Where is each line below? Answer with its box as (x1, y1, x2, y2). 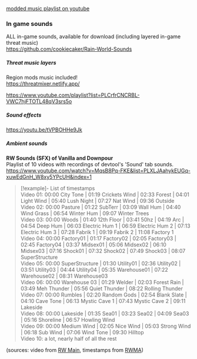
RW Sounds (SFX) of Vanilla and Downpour (6, 154, 113, 162)
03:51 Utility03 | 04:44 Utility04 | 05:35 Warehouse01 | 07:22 (20, 266, 169, 274)
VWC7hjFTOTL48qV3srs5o (6, 98, 72, 105)
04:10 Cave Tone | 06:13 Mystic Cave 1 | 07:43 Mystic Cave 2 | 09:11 (20, 298, 186, 305)
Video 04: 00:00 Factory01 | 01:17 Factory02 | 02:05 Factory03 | (20, 235, 176, 242)
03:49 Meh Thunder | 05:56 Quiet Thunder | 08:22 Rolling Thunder (20, 285, 183, 292)
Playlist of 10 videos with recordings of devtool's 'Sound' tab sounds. (6, 161, 174, 168)
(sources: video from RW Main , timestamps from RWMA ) (6, 347, 144, 354)
